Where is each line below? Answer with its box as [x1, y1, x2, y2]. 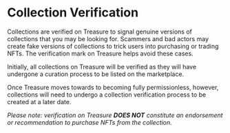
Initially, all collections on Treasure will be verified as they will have [7, 62, 197, 71]
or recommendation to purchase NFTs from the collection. [7, 118, 172, 126]
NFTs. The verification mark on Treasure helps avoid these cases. [7, 49, 194, 58]
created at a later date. [7, 97, 72, 106]
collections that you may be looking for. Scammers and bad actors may [7, 34, 209, 43]
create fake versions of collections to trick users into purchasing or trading [7, 42, 219, 50]
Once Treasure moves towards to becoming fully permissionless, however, [7, 83, 219, 91]
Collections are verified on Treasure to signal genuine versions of [7, 27, 193, 36]
